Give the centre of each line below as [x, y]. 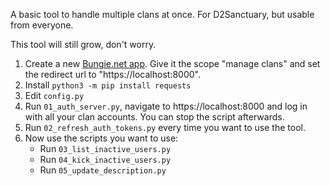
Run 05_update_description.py [103, 170]
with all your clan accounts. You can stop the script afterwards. [154, 117]
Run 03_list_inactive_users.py [105, 148]
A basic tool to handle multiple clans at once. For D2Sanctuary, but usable [162, 14]
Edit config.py [54, 95]
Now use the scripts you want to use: [101, 138]
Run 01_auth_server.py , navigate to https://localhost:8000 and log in [166, 106]
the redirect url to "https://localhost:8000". [112, 74]
